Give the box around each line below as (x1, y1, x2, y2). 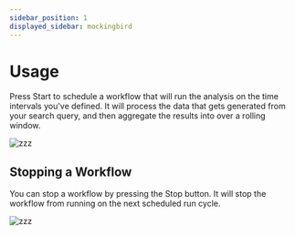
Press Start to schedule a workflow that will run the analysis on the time (9, 91, 279, 102)
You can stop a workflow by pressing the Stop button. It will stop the (9, 189, 267, 199)
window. (9, 120, 41, 131)
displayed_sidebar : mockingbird (9, 22, 132, 31)
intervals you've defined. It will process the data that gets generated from (9, 101, 286, 112)
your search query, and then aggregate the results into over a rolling (9, 110, 267, 121)
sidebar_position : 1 (9, 13, 89, 23)
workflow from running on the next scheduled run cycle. (9, 198, 221, 209)
